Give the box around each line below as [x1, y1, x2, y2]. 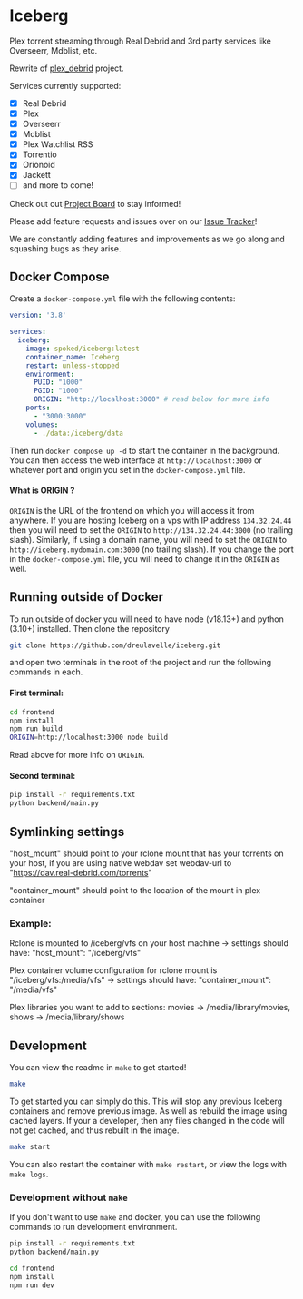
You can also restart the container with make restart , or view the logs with [9, 1158, 288, 1169]
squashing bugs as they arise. [9, 242, 122, 254]
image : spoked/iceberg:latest [25, 344, 141, 353]
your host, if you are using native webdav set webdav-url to [9, 857, 232, 868]
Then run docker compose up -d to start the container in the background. [9, 445, 280, 456]
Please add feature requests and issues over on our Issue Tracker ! [9, 215, 258, 227]
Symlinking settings [9, 823, 125, 840]
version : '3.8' [9, 310, 67, 320]
